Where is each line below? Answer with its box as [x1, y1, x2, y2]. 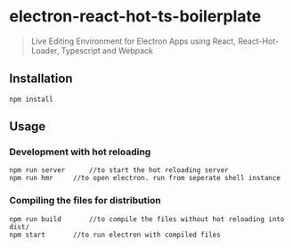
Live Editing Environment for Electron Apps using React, [30, 36, 236, 46]
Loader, [30, 45, 60, 55]
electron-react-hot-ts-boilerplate [9, 6, 262, 27]
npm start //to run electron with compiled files [9, 230, 221, 239]
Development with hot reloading [9, 145, 151, 158]
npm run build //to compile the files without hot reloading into [9, 214, 285, 224]
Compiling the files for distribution [9, 194, 162, 207]
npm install [9, 95, 53, 103]
